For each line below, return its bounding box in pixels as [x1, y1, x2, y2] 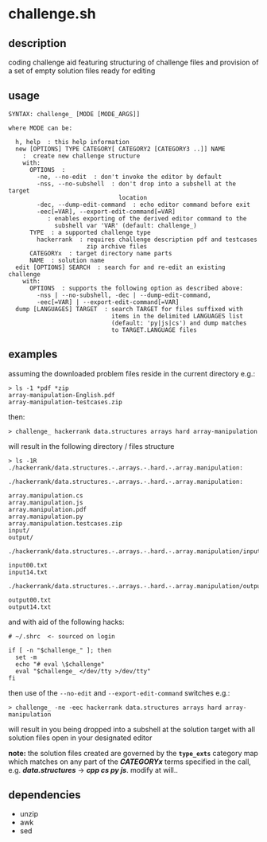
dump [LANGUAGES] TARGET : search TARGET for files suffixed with [15, 305, 244, 313]
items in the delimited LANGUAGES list [110, 312, 244, 320]
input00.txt [8, 561, 48, 569]
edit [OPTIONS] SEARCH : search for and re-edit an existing [15, 263, 226, 271]
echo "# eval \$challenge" [15, 660, 105, 669]
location [118, 193, 148, 201]
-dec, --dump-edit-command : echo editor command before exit [37, 201, 250, 209]
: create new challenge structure [22, 152, 141, 160]
